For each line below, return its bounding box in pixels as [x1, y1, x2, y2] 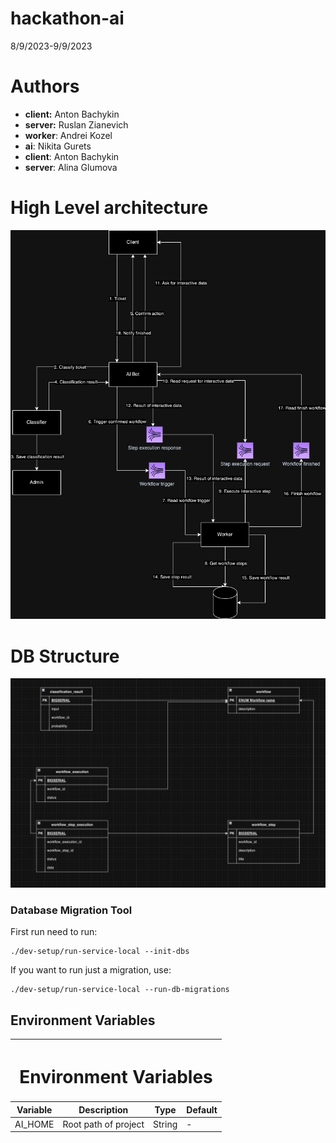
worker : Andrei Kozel [24, 129, 113, 141]
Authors [10, 75, 80, 98]
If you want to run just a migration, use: [10, 964, 172, 976]
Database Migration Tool [10, 903, 133, 917]
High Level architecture [10, 197, 209, 219]
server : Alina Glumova [24, 161, 118, 173]
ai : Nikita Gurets [24, 140, 92, 152]
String [153, 1118, 178, 1130]
